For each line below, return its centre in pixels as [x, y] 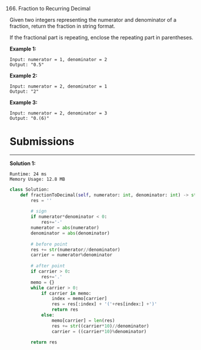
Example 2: [24, 75]
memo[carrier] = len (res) [83, 320]
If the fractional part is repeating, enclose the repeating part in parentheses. [101, 37]
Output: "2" [24, 92]
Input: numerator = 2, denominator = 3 [58, 113]
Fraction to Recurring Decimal [54, 9]
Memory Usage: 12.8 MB [37, 179]
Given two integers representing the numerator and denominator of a [93, 20]
